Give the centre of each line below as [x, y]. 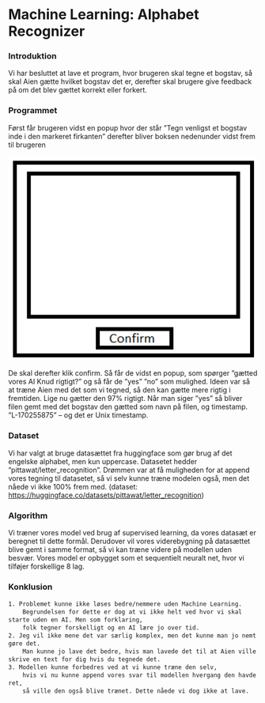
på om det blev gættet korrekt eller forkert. [78, 90]
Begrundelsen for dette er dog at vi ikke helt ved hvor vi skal [132, 612]
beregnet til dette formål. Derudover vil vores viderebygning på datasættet [129, 541]
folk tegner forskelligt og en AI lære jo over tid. [111, 628]
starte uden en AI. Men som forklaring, [76, 620]
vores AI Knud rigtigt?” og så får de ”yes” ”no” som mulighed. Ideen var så [129, 382]
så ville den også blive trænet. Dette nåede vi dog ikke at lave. [136, 691]
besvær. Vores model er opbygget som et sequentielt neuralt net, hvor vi [127, 558]
